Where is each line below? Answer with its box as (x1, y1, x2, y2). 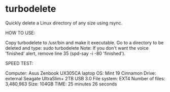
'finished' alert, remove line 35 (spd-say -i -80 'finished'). (5, 50, 126, 56)
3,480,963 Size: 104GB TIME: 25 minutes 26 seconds (5, 81, 117, 87)
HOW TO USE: (5, 29, 36, 36)
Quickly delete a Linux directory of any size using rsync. (5, 20, 123, 26)
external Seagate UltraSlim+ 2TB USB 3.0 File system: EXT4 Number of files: (5, 75, 165, 81)
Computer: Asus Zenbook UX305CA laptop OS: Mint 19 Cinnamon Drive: (5, 70, 156, 76)
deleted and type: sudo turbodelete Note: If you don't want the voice (5, 45, 149, 51)
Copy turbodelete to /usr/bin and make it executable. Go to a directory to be (5, 39, 164, 46)
